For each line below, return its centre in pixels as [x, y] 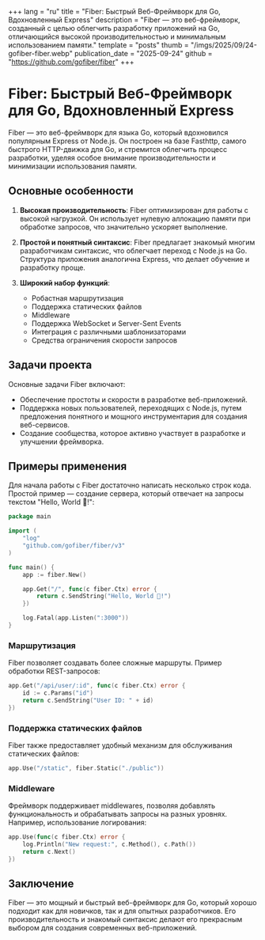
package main [30, 517]
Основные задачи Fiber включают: [67, 384]
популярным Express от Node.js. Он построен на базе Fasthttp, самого [127, 141]
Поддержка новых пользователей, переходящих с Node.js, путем [131, 407]
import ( [23, 531]
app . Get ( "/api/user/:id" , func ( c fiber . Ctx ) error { [97, 686]
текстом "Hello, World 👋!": [51, 502]
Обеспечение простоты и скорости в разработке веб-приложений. [133, 400]
